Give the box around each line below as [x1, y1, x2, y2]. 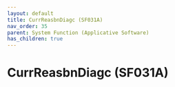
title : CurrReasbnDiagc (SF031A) [7, 16, 103, 23]
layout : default [7, 10, 54, 17]
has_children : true [7, 36, 63, 42]
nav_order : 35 [7, 23, 48, 29]
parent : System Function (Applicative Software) [7, 29, 150, 36]
